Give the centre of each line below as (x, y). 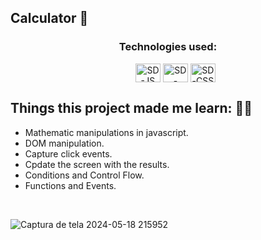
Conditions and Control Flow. (84, 175)
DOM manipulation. (64, 143)
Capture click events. (68, 153)
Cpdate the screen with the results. (97, 164)
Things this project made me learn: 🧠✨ (131, 108)
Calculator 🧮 (49, 18)
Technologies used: (168, 47)
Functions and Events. (70, 185)
